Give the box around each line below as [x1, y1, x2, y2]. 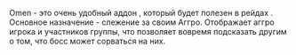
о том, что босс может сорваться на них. [9, 35, 166, 46]
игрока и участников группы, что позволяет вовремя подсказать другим [9, 27, 287, 36]
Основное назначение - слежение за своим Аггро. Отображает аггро [9, 17, 275, 27]
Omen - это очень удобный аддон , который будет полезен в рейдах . [9, 8, 274, 18]
